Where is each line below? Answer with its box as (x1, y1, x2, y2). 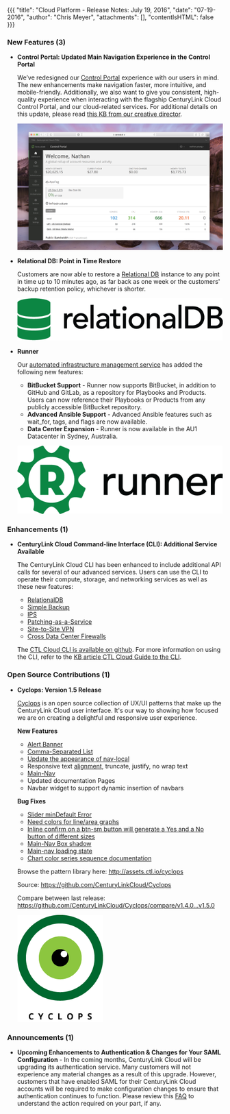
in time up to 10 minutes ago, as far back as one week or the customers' (16, 278, 220, 286)
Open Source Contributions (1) (7, 670, 111, 679)
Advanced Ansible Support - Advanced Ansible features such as (27, 410, 212, 418)
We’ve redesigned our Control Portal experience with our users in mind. (16, 73, 219, 82)
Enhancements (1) (7, 524, 68, 534)
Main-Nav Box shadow (27, 839, 92, 847)
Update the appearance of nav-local (27, 754, 130, 763)
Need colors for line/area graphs (27, 817, 120, 825)
